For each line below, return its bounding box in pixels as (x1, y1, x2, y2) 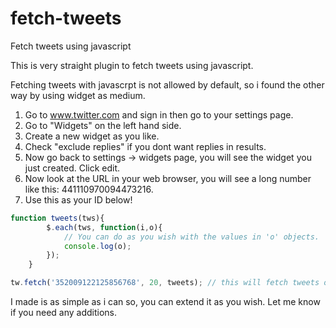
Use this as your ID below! (24, 193, 133, 206)
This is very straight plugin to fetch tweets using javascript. (10, 59, 254, 71)
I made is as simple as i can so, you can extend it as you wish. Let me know (10, 296, 321, 308)
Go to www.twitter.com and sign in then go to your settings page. (24, 108, 294, 121)
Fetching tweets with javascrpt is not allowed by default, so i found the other (10, 78, 325, 91)
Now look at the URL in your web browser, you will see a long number (24, 172, 312, 184)
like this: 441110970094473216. (24, 183, 154, 195)
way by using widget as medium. (10, 89, 146, 101)
